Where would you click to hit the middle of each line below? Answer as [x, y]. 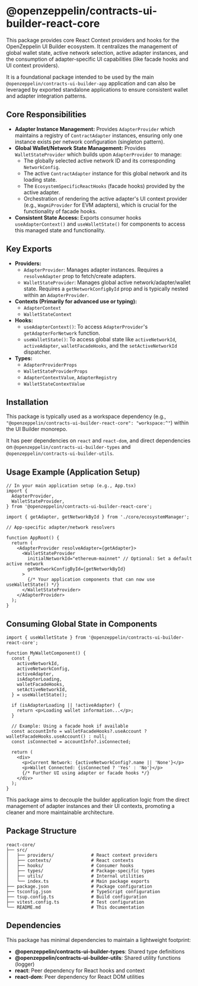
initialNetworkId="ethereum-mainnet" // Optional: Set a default [110, 559]
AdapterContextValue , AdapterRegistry [70, 377]
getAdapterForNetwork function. [62, 333]
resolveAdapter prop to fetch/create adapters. [80, 276]
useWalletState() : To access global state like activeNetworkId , [100, 339]
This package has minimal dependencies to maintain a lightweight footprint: [99, 940]
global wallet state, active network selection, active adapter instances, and [97, 52]
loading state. [40, 179]
